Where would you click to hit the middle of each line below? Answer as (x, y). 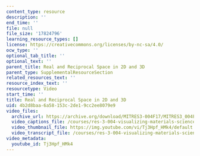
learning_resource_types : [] (42, 39)
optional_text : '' (29, 61)
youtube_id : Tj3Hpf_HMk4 (42, 144)
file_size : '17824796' (34, 34)
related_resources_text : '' (41, 78)
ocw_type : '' (22, 50)
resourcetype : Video (32, 89)
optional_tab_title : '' (36, 56)
